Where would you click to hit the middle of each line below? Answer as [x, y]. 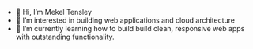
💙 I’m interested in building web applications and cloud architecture [125, 20]
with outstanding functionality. [65, 37]
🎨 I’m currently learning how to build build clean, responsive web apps [130, 28]
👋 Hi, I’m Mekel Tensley [54, 12]
